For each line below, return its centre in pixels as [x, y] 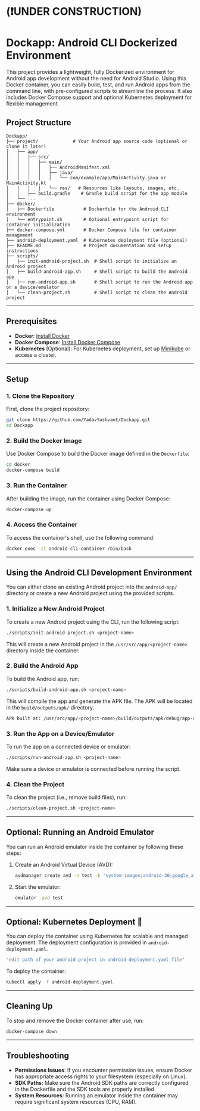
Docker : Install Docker [42, 336]
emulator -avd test [39, 898]
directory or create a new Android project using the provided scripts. [90, 593]
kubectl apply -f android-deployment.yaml [60, 982]
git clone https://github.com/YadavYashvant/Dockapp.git [78, 420]
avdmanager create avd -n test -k [57, 875]
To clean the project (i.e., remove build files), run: [66, 797]
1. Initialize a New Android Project [56, 609]
